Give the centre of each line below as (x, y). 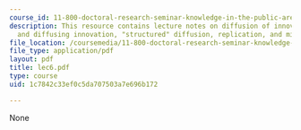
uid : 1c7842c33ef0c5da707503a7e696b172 (84, 84)
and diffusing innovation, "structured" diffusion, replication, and (150, 34)
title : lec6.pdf (39, 68)
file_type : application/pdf (62, 51)
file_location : (38, 43)
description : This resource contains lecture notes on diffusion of (140, 26)
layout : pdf (31, 59)
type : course (34, 76)
